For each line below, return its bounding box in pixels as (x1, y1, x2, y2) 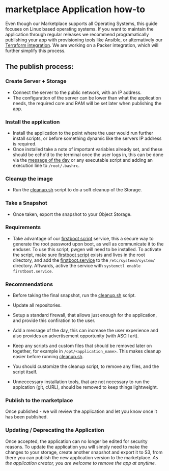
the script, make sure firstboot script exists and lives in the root (12, 252, 145, 258)
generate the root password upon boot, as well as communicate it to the (12, 241, 164, 247)
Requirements (5, 224, 41, 231)
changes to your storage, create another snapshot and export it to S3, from (5, 449, 163, 455)
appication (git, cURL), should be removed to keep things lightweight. (12, 384, 158, 390)
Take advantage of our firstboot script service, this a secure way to (12, 235, 154, 241)
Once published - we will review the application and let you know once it (5, 408, 157, 414)
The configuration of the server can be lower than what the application (12, 94, 161, 101)
